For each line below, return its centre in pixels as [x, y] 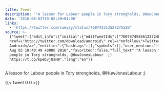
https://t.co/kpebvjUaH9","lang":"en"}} [51, 59]
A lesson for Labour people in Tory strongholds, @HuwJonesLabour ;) [75, 73]
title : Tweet [18, 9]
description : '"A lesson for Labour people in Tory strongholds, [73, 14]
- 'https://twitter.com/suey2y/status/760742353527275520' [71, 28]
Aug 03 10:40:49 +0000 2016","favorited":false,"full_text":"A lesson [83, 50]
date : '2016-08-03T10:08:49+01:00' [41, 18]
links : [12, 23]
